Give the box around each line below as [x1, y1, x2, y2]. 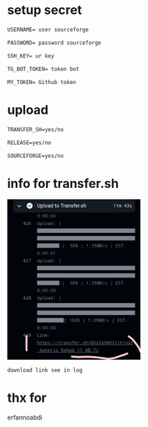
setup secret [7, 2, 82, 18]
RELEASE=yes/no [7, 139, 52, 146]
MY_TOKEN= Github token [7, 79, 77, 86]
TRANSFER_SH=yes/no [7, 126, 64, 133]
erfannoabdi [7, 413, 43, 421]
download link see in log [7, 367, 82, 374]
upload [7, 102, 49, 118]
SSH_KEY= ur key [7, 52, 54, 60]
